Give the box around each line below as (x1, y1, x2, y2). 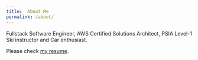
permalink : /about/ (6, 14, 54, 20)
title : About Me (6, 8, 49, 15)
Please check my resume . (6, 47, 69, 54)
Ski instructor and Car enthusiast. (6, 36, 87, 43)
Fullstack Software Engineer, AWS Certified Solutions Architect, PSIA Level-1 (6, 30, 192, 37)
